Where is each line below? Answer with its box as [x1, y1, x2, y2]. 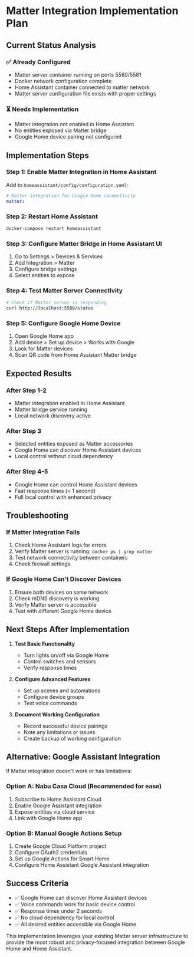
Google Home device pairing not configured [14, 133, 122, 140]
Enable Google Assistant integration [14, 802, 102, 809]
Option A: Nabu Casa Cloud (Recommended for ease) [6, 782, 162, 791]
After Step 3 [6, 427, 42, 435]
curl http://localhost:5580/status [6, 305, 94, 311]
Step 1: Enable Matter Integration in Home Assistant [6, 168, 157, 176]
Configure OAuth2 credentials [14, 849, 87, 856]
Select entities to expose [14, 272, 75, 279]
